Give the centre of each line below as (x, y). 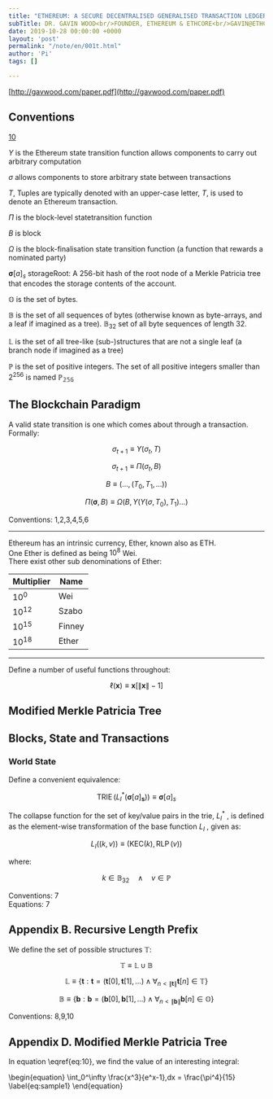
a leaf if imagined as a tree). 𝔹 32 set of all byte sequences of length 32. (128, 325)
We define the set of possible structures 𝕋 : (80, 949)
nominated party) (37, 257)
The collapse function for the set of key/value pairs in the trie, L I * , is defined (136, 816)
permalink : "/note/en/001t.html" (65, 46)
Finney (71, 626)
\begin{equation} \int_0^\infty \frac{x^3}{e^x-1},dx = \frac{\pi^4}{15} (122, 1077)
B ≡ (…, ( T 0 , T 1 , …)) (136, 485)
